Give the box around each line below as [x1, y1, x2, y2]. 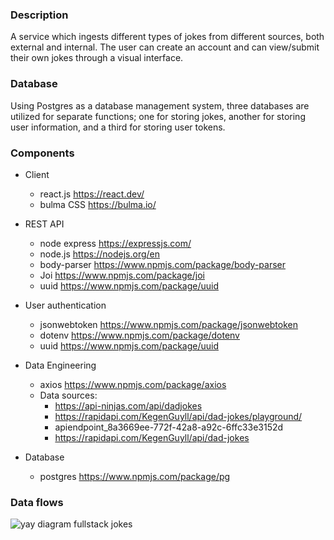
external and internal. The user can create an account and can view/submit [10, 41, 320, 53]
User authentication [24, 299, 107, 311]
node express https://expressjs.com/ [39, 237, 192, 249]
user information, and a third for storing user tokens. [10, 121, 226, 133]
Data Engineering [24, 359, 97, 371]
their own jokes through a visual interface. [10, 52, 184, 64]
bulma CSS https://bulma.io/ [39, 198, 157, 210]
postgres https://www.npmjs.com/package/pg [39, 470, 231, 482]
